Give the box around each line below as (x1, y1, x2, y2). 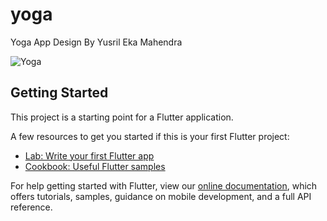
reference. (10, 201, 53, 213)
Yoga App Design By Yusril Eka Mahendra (10, 36, 183, 48)
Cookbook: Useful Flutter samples (24, 160, 166, 172)
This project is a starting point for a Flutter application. (10, 111, 234, 123)
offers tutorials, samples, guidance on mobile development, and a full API (10, 190, 312, 202)
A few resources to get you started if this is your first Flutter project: (10, 130, 290, 142)
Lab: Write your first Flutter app (24, 149, 155, 162)
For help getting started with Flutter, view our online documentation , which (10, 179, 318, 192)
